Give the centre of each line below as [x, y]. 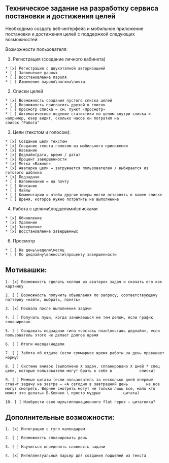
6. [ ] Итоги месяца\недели [35, 344]
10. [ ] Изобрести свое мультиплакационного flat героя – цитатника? [80, 402]
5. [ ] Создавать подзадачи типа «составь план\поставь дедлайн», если [82, 331]
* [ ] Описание [21, 186]
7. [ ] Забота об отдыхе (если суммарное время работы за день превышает [85, 353]
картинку [14, 286]
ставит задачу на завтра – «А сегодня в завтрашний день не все [82, 384]
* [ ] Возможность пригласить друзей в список [55, 105]
